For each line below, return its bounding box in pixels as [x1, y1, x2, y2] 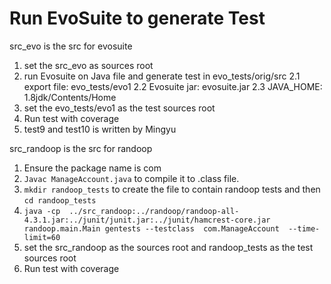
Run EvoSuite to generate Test [9, 7, 266, 30]
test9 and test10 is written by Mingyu [23, 123, 177, 135]
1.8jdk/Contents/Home [23, 91, 117, 103]
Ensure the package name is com [23, 162, 162, 174]
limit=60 [23, 232, 61, 242]
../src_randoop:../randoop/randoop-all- [68, 206, 240, 216]
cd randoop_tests [23, 195, 97, 206]
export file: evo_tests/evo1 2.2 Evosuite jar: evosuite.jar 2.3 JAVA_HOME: [23, 80, 323, 92]
